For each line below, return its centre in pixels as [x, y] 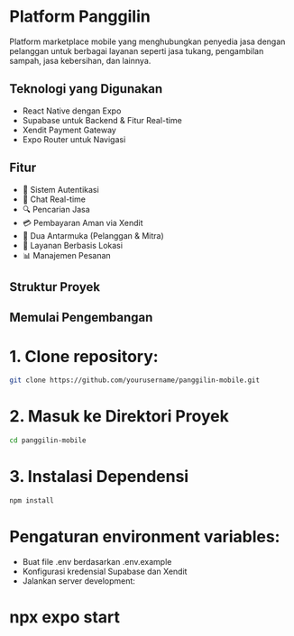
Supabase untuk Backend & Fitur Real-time [102, 120]
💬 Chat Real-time [54, 199]
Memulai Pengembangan [81, 318]
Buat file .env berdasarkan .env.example [97, 561]
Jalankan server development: [78, 581]
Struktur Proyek [55, 287]
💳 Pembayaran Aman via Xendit [83, 223]
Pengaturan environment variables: [145, 536]
